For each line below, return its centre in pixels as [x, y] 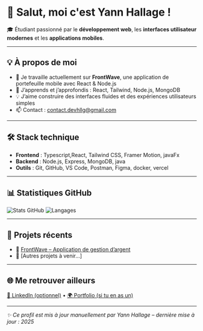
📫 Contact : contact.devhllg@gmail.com [66, 110]
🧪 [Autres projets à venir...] [49, 256]
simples [25, 103]
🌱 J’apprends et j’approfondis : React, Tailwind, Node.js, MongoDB [98, 90]
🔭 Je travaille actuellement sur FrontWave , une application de [92, 77]
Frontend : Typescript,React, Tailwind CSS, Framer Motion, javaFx [98, 155]
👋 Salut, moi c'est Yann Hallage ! [89, 12]
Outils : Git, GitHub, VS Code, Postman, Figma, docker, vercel [92, 167]
